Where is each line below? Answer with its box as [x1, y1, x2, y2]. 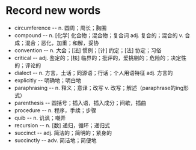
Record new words [5, 4, 101, 17]
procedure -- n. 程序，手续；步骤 [14, 106, 97, 114]
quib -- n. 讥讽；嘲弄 [14, 114, 66, 121]
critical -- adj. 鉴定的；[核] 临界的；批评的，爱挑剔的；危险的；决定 [14, 54, 182, 61]
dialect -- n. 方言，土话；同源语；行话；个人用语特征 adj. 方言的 [14, 69, 173, 76]
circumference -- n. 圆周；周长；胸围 [14, 24, 107, 31]
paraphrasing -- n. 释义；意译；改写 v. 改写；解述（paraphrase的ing [14, 84, 184, 91]
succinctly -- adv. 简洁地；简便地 [14, 136, 97, 144]
